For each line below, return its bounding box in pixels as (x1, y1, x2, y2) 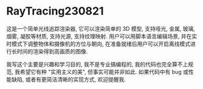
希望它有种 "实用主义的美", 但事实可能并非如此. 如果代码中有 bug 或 (19, 68, 189, 75)
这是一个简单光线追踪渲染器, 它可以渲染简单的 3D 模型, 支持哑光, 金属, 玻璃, (6, 25, 196, 32)
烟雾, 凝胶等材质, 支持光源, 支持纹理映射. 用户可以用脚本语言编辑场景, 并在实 (6, 32, 198, 40)
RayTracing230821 (6, 4, 105, 18)
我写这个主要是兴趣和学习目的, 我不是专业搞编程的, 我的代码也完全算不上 (6, 61, 188, 68)
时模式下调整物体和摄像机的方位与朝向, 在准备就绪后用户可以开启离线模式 (6, 40, 190, 47)
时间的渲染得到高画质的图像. (16, 47, 88, 55)
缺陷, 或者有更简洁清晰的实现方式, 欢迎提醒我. (11, 76, 126, 83)
